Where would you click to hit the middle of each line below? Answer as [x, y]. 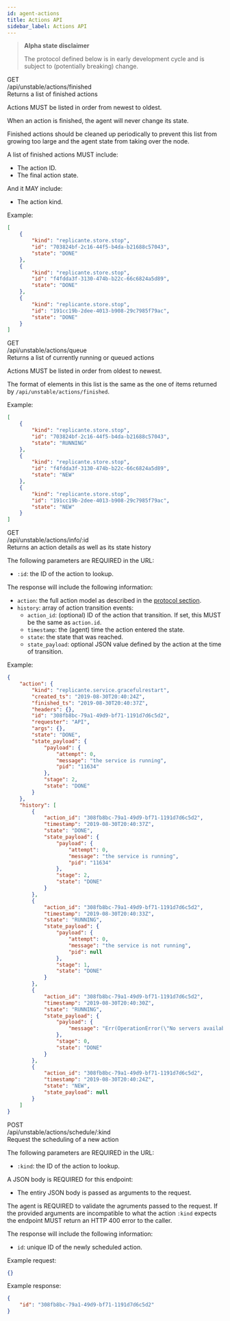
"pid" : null [85, 952]
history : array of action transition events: [75, 608]
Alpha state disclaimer [57, 46]
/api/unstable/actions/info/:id [48, 540]
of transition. [45, 652]
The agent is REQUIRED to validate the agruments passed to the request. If [112, 1206]
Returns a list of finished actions [52, 94]
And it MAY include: [35, 189]
